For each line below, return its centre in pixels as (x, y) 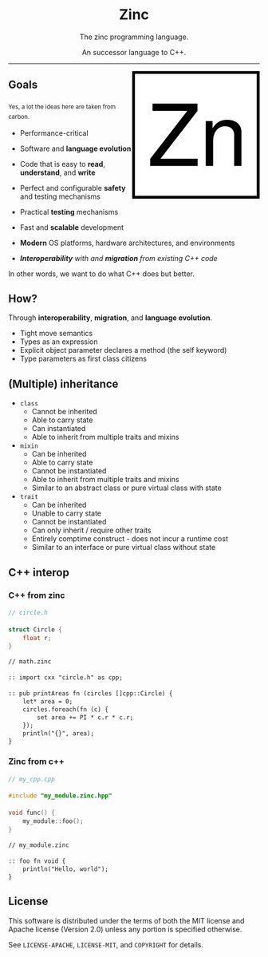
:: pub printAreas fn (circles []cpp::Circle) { (91, 694)
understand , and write (57, 172)
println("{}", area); (58, 734)
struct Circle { (35, 629)
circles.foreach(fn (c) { (66, 710)
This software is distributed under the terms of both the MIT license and (126, 920)
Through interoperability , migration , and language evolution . (110, 318)
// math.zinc (30, 662)
